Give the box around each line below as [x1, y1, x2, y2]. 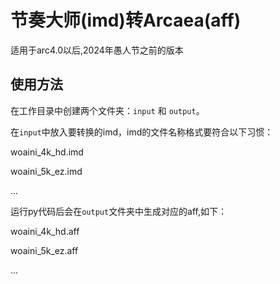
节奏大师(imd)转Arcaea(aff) [10, 9, 242, 32]
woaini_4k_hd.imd [10, 146, 84, 158]
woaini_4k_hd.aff [10, 225, 80, 237]
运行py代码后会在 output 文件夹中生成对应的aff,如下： [10, 205, 228, 217]
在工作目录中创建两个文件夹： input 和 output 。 [10, 104, 205, 116]
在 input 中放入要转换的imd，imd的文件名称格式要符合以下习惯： [10, 126, 274, 138]
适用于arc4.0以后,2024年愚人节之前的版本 [10, 44, 184, 56]
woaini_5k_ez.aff [10, 244, 79, 256]
